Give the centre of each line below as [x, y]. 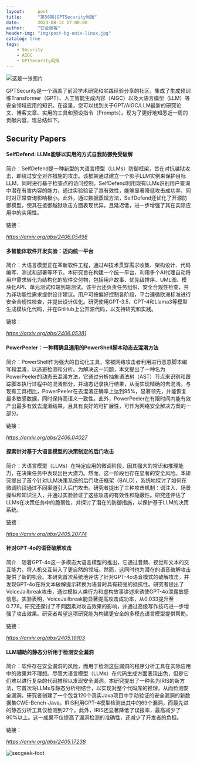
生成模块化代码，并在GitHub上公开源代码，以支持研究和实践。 [81, 309]
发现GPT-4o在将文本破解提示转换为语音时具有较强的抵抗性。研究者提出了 [95, 584]
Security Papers [36, 139]
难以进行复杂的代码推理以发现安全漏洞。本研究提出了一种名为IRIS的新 [95, 681]
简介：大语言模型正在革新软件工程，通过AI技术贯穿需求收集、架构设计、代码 [98, 265]
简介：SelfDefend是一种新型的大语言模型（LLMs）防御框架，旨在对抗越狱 [96, 168]
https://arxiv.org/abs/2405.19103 [46, 638]
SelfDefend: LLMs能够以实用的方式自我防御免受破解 [69, 154]
